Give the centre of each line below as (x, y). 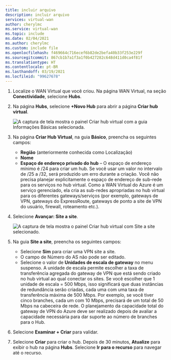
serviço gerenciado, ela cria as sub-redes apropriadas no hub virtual (92, 190)
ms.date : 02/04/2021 (27, 39)
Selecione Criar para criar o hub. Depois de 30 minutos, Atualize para (87, 342)
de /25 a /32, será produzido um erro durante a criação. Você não (90, 174)
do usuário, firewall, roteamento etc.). (60, 206)
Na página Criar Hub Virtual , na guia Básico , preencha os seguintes (84, 137)
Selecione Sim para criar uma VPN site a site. (68, 251)
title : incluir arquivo (31, 10)
